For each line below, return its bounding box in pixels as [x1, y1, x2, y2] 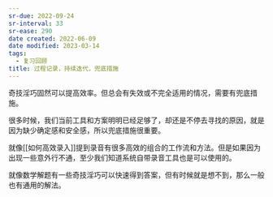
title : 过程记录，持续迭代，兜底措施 [8, 65, 119, 73]
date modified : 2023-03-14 [8, 42, 100, 50]
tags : [8, 49, 27, 58]
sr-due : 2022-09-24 [8, 11, 75, 20]
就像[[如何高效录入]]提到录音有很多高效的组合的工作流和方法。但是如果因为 [8, 143, 262, 152]
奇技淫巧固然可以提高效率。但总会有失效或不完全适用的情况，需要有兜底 [8, 88, 250, 97]
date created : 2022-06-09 [8, 34, 96, 43]
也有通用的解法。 [8, 180, 66, 190]
